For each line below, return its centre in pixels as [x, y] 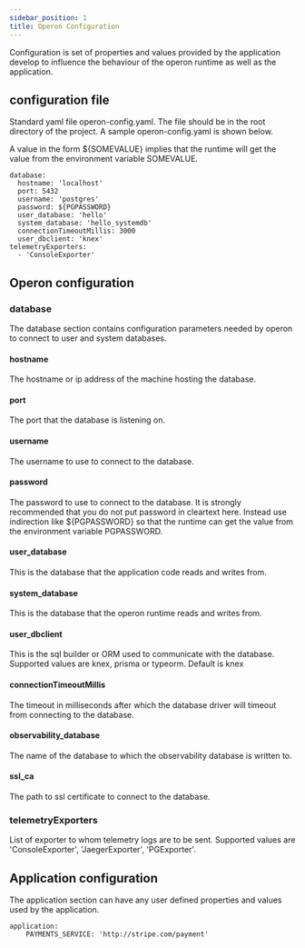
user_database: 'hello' [62, 215]
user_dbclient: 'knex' [60, 239]
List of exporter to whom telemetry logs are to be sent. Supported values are [152, 840]
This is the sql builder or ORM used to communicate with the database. [142, 654]
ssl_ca [22, 776]
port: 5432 [38, 192]
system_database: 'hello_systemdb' [85, 224]
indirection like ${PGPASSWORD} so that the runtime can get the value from [151, 521]
